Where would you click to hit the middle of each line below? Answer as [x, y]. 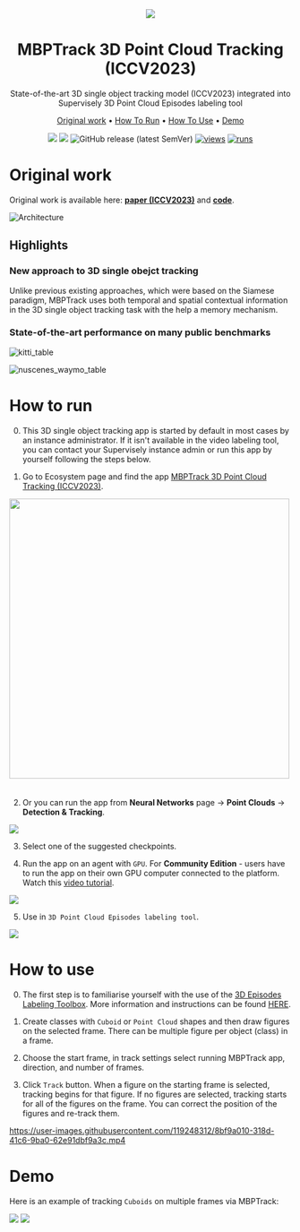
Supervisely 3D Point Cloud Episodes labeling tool [150, 103]
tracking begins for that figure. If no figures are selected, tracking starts [154, 1094]
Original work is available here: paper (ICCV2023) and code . [122, 200]
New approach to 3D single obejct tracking [104, 271]
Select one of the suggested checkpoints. [99, 846]
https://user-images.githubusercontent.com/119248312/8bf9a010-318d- [142, 1130]
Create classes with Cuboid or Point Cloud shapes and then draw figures [156, 1021]
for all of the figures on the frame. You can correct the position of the [150, 1103]
